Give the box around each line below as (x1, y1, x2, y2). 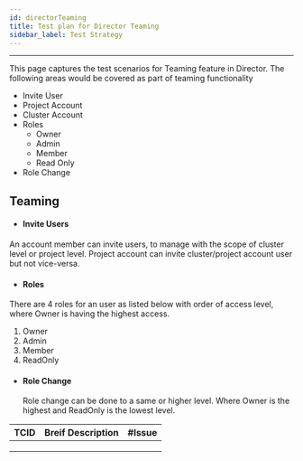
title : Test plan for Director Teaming (9, 22, 160, 31)
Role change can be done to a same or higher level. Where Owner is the (22, 395, 290, 407)
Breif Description (44, 427, 119, 439)
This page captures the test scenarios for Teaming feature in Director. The (9, 63, 285, 74)
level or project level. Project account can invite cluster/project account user (9, 248, 293, 259)
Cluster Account (22, 109, 84, 120)
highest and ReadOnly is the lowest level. (22, 405, 176, 416)
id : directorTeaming (9, 13, 87, 23)
